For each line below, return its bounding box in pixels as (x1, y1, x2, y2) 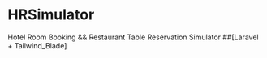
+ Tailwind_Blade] (7, 40, 67, 50)
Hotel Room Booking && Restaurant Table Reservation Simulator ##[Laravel (7, 32, 259, 42)
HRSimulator (7, 6, 95, 24)
